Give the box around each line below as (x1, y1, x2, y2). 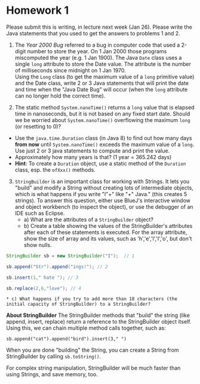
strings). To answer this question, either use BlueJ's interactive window (14, 197, 191, 204)
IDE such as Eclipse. (14, 209, 65, 217)
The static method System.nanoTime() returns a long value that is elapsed (14, 103, 195, 111)
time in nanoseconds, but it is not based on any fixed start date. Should (14, 110, 190, 117)
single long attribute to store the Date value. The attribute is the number (14, 60, 191, 68)
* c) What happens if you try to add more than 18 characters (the (6, 296, 178, 302)
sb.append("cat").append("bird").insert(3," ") (6, 336, 127, 342)
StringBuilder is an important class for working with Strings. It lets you (14, 178, 190, 185)
